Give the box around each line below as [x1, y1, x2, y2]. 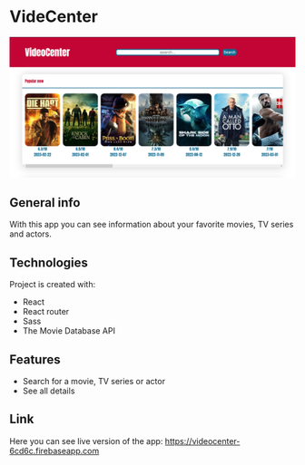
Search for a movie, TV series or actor [22, 375, 166, 386]
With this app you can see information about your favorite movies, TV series [9, 219, 294, 230]
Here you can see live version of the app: [9, 435, 163, 446]
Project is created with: [9, 279, 96, 290]
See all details [22, 385, 75, 396]
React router [22, 306, 70, 317]
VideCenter [9, 6, 98, 27]
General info [9, 195, 81, 210]
